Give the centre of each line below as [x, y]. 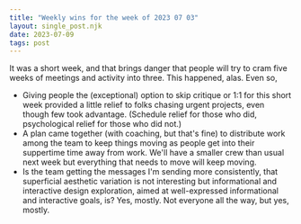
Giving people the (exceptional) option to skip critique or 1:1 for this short [157, 95]
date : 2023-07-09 [42, 34]
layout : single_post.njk [56, 26]
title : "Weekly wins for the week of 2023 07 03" [104, 18]
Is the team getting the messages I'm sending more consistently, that [150, 172]
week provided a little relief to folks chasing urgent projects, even [143, 105]
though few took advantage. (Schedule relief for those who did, [140, 114]
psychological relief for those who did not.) [102, 124]
